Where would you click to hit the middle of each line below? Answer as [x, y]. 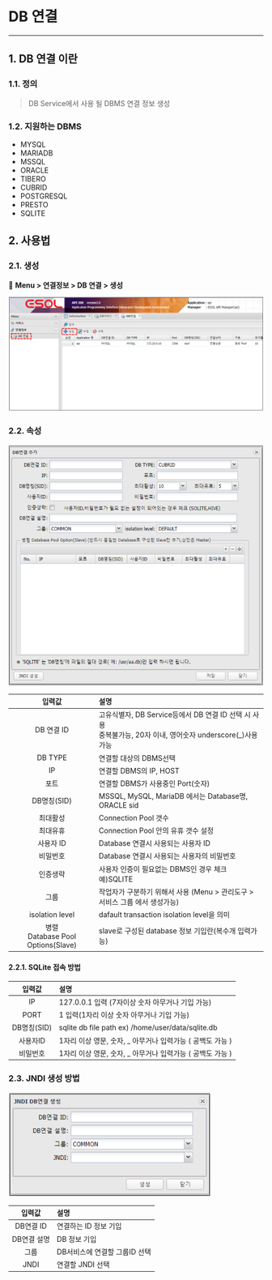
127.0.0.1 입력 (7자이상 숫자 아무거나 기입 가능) [135, 1002]
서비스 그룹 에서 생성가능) [139, 902]
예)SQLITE [116, 879]
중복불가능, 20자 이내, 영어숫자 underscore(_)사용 [178, 735]
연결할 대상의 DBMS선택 [137, 757]
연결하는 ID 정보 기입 [89, 1226]
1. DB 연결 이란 [43, 59]
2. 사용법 [30, 241]
